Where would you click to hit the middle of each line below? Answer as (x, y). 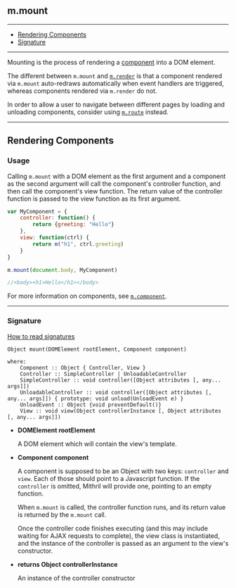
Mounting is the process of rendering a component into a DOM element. (111, 62)
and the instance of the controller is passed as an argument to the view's (123, 543)
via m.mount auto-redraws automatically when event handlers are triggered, (116, 83)
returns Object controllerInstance (67, 564)
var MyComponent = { (38, 211)
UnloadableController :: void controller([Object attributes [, (116, 392)
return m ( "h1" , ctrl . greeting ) (78, 244)
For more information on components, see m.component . (87, 296)
